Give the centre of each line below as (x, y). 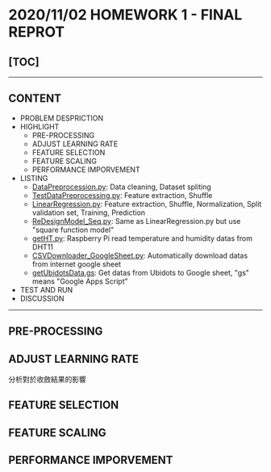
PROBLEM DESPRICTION (62, 118)
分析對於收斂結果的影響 (47, 379)
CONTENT (35, 99)
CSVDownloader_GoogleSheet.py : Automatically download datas (140, 255)
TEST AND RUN (46, 289)
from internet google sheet (77, 263)
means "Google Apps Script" (80, 281)
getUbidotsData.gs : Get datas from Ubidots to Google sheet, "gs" (141, 272)
